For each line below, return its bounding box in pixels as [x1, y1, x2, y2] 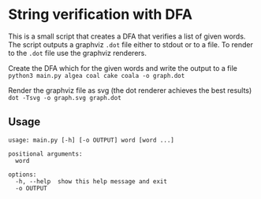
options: [8, 171, 37, 179]
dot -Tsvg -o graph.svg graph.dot [8, 94, 122, 101]
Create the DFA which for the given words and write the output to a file [8, 63, 238, 72]
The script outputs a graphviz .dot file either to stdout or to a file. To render [8, 39, 254, 49]
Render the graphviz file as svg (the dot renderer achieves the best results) [8, 85, 252, 95]
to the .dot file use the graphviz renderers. [8, 48, 147, 57]
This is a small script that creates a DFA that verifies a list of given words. [8, 31, 246, 41]
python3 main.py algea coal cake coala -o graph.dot [8, 72, 185, 79]
